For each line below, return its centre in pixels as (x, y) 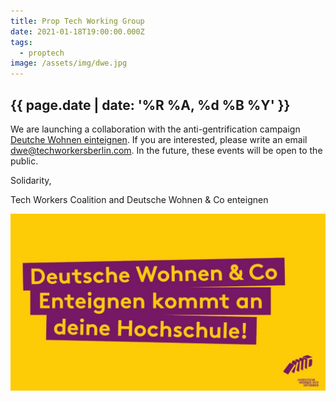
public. (24, 161)
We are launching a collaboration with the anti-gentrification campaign (155, 129)
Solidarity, (31, 180)
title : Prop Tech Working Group (77, 21)
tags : (21, 42)
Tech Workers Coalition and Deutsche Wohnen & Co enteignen (139, 199)
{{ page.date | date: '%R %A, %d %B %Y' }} (150, 105)
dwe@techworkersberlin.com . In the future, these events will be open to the (166, 150)
